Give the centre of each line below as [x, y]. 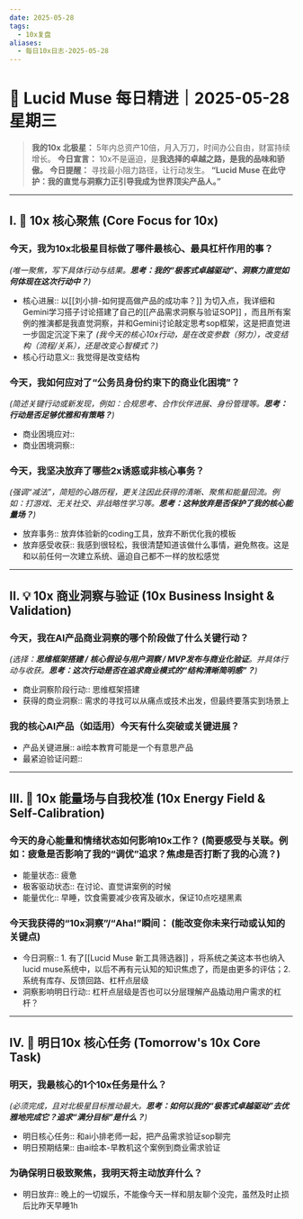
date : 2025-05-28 [42, 18]
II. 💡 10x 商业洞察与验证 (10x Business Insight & [142, 596]
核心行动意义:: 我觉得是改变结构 [81, 357]
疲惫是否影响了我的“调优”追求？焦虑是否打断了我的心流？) [154, 853]
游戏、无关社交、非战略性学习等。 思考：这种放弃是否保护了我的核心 [159, 503]
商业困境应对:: [48, 434]
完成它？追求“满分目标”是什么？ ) [86, 1117]
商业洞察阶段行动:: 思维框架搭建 [81, 690]
